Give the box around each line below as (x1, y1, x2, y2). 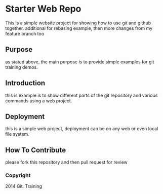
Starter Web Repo (5, 3, 81, 15)
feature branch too (5, 30, 45, 36)
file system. (5, 131, 29, 137)
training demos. (5, 64, 38, 70)
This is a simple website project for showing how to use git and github (5, 20, 151, 26)
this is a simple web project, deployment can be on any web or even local (5, 126, 158, 132)
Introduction (5, 79, 46, 88)
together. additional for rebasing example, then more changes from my (5, 25, 153, 31)
